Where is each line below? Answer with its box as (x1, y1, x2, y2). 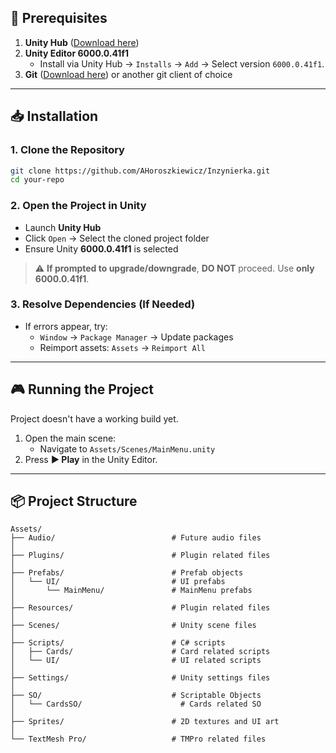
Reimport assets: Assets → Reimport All (39, 341, 206, 353)
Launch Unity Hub (24, 221, 102, 233)
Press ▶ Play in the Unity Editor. (24, 453, 158, 465)
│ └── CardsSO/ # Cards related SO (10, 699, 262, 710)
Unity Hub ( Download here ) (24, 36, 140, 48)
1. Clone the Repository (10, 143, 125, 157)
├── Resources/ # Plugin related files (10, 603, 271, 613)
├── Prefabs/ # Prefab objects (10, 568, 244, 578)
